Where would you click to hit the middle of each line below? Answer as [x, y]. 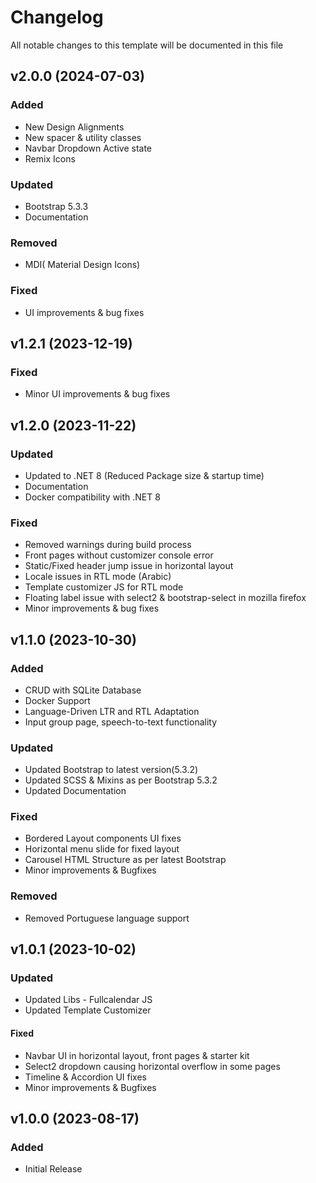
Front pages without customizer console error [119, 555]
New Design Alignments [74, 127]
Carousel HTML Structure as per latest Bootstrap [125, 860]
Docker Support [57, 700]
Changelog [57, 17]
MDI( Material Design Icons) [82, 265]
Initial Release [53, 1169]
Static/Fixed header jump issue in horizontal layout [129, 566]
